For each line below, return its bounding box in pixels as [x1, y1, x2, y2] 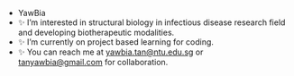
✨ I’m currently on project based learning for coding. [17, 37, 215, 47]
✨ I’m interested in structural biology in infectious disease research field [17, 17, 286, 28]
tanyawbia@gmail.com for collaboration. [17, 57, 169, 67]
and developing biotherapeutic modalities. [17, 27, 175, 38]
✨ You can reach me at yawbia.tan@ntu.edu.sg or [17, 46, 204, 57]
